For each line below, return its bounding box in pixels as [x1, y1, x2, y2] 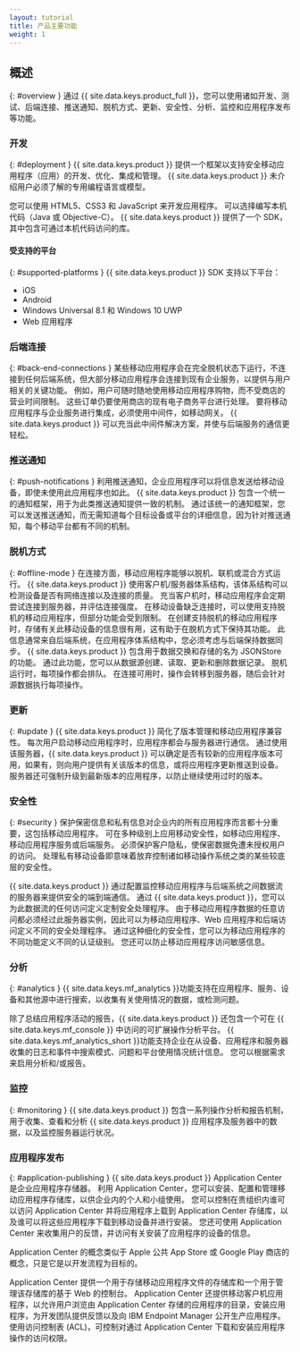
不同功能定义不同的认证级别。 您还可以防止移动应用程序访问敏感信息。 [9, 936, 270, 948]
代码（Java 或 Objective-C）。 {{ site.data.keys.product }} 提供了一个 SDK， [9, 212, 287, 223]
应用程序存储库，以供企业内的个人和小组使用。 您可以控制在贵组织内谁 [16, 1195, 278, 1205]
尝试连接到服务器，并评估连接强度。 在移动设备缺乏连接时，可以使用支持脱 [9, 601, 286, 612]
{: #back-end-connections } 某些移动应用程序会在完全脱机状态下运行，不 [9, 362, 279, 373]
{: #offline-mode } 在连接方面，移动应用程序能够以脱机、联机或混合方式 [9, 567, 273, 578]
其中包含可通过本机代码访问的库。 [9, 223, 135, 233]
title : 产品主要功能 [9, 21, 78, 30]
